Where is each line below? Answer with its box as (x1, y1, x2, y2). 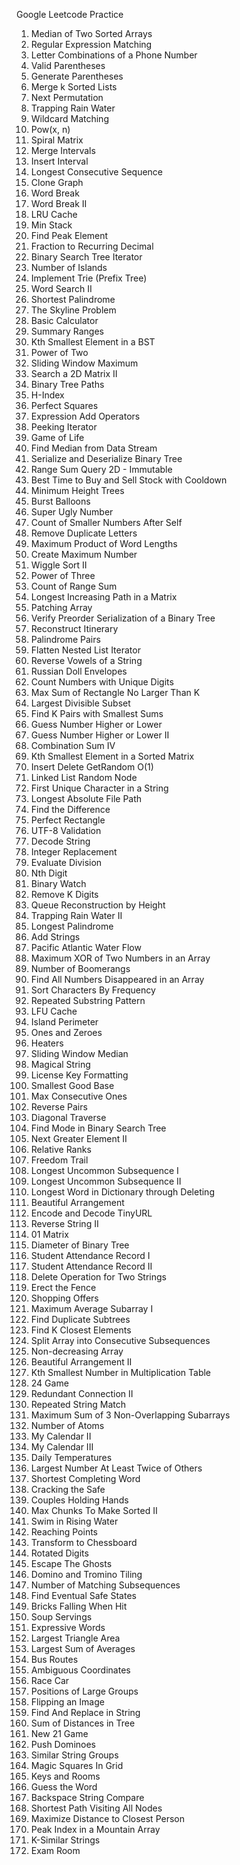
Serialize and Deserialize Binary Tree (30, 453, 183, 464)
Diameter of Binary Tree (30, 1239, 130, 1251)
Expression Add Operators (30, 410, 141, 422)
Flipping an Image (30, 1696, 105, 1708)
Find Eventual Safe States (30, 1590, 137, 1601)
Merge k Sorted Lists (30, 81, 118, 93)
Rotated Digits (30, 1547, 89, 1559)
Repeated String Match (30, 1399, 126, 1410)
